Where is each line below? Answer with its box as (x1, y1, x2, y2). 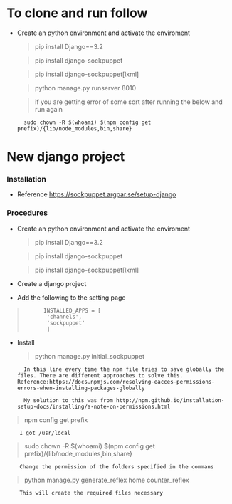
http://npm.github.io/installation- (115, 397, 225, 404)
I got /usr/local (19, 429, 71, 436)
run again (34, 105, 63, 113)
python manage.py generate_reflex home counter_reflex (23, 476, 189, 484)
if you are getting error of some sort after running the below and (34, 98, 223, 106)
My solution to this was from (23, 397, 113, 404)
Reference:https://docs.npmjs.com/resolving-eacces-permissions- (16, 378, 215, 385)
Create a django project (16, 279, 87, 288)
